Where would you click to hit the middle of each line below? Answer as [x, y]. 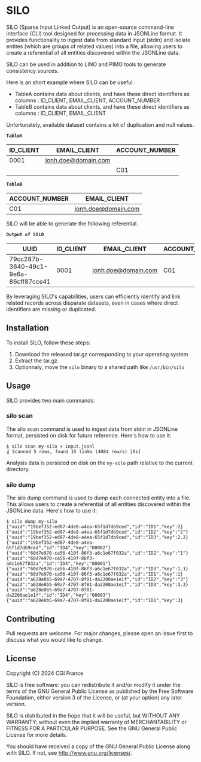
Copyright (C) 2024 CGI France [45, 673]
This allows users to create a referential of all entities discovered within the [98, 504]
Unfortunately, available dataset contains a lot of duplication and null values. [100, 124]
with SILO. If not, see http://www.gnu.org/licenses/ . [69, 752]
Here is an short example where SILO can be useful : [71, 82]
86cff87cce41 [30, 281]
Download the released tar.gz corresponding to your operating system [101, 354]
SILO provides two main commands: [51, 400]
